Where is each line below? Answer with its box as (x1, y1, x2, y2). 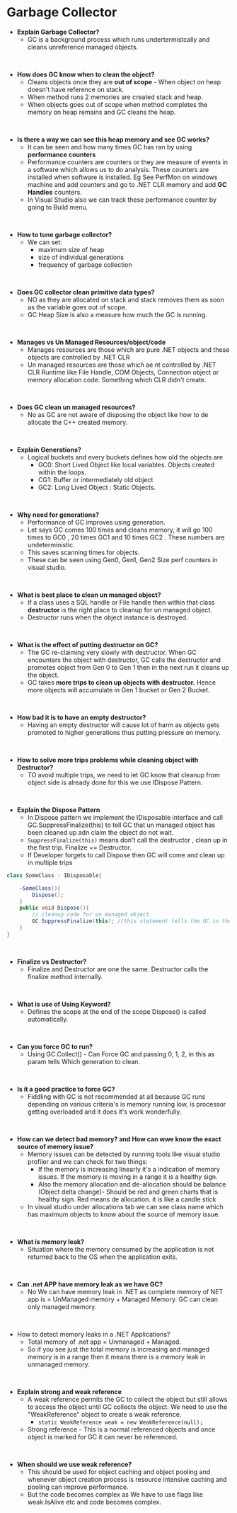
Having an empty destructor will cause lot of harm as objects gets (27, 720, 220, 729)
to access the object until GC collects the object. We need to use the (27, 1403, 228, 1411)
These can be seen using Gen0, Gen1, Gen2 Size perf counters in (27, 555, 219, 564)
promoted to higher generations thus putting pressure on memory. (27, 728, 221, 736)
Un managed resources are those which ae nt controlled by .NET (27, 360, 216, 369)
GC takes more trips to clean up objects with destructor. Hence (27, 678, 216, 687)
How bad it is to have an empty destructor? (16, 713, 146, 721)
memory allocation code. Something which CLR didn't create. (27, 375, 207, 384)
